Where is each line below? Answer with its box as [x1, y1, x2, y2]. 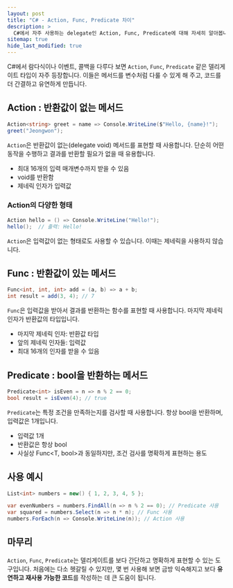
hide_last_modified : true [7, 42, 82, 49]
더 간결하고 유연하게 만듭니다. [7, 80, 87, 87]
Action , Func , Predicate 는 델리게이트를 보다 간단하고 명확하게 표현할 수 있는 [7, 556, 214, 564]
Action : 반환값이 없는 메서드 [7, 102, 123, 114]
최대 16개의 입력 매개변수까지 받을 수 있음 [17, 164, 130, 172]
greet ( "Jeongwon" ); [7, 127, 64, 134]
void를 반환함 [17, 173, 54, 181]
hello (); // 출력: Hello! [7, 223, 83, 230]
